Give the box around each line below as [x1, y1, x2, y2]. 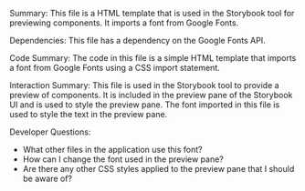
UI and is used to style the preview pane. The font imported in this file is [9, 99, 280, 110]
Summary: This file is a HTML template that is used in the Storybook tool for [9, 8, 295, 18]
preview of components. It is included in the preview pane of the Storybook [9, 90, 293, 100]
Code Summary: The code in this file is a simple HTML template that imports [9, 53, 297, 63]
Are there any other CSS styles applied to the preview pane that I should [22, 164, 295, 174]
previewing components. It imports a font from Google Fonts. [9, 17, 239, 28]
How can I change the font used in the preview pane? [22, 154, 224, 165]
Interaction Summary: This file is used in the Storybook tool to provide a [9, 80, 280, 90]
